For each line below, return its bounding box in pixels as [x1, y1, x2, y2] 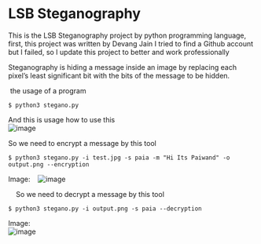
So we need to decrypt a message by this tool [15, 189, 165, 198]
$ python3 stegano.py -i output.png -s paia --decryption [8, 205, 202, 213]
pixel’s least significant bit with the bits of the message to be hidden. [8, 71, 230, 80]
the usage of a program [9, 86, 86, 95]
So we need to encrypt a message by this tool [8, 138, 157, 147]
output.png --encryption [8, 160, 90, 169]
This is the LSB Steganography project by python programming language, [8, 31, 247, 40]
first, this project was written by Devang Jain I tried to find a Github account [8, 38, 254, 48]
